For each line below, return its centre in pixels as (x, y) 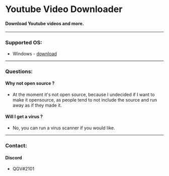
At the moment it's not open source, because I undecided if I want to (83, 95)
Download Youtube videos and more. (45, 23)
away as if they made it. (37, 105)
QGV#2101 (23, 169)
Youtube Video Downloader (64, 9)
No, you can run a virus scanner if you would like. (64, 128)
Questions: (19, 71)
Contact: (16, 145)
